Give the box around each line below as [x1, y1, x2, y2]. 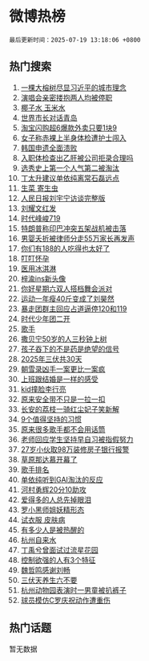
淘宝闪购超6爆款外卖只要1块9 [20, 122, 117, 133]
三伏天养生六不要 [20, 575, 78, 585]
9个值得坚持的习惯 [20, 414, 83, 424]
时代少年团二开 [20, 314, 70, 323]
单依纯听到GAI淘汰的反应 [20, 474, 103, 484]
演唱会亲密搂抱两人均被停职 [20, 92, 113, 102]
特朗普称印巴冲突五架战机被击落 [20, 223, 127, 233]
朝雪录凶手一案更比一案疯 [20, 363, 106, 374]
